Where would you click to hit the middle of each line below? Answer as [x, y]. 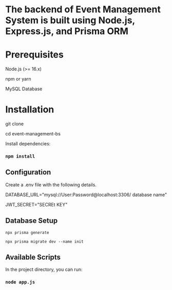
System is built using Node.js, [70, 20]
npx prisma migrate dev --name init [44, 241]
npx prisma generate [27, 233]
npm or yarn [18, 79]
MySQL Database [24, 89]
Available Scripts [33, 257]
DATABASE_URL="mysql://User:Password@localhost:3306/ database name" [86, 195]
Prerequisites [35, 55]
